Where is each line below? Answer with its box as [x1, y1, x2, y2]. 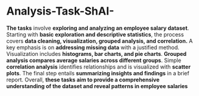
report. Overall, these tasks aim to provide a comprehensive [6, 76, 160, 83]
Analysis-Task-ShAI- [6, 4, 114, 18]
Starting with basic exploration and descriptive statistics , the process [6, 30, 184, 38]
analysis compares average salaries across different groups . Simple [6, 57, 181, 64]
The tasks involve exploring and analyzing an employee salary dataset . [6, 24, 189, 32]
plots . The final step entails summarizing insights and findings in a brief [6, 69, 190, 77]
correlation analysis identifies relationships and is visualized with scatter [6, 63, 191, 70]
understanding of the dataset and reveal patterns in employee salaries [6, 82, 188, 89]
